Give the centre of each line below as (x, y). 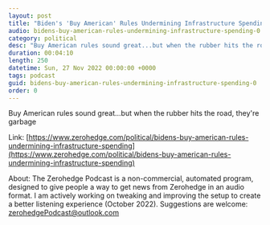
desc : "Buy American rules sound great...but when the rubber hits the (131, 46)
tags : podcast (32, 76)
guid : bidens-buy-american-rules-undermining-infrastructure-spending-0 (133, 83)
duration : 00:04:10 (41, 53)
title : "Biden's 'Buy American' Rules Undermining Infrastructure (122, 23)
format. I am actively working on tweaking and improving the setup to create (135, 196)
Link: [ (19, 137)
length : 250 (28, 61)
